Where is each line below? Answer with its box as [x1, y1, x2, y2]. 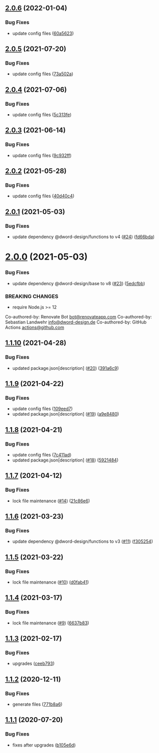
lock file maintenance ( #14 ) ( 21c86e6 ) [12, 498, 90, 504]
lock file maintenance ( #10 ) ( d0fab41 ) [12, 579, 89, 585]
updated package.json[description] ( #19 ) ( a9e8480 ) [12, 411, 119, 417]
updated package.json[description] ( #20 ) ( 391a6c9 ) [12, 365, 119, 371]
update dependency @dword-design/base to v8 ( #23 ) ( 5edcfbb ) [12, 280, 146, 286]
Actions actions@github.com [5, 324, 65, 330]
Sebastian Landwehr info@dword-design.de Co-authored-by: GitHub [5, 319, 147, 325]
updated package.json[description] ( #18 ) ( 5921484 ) [12, 457, 119, 463]
